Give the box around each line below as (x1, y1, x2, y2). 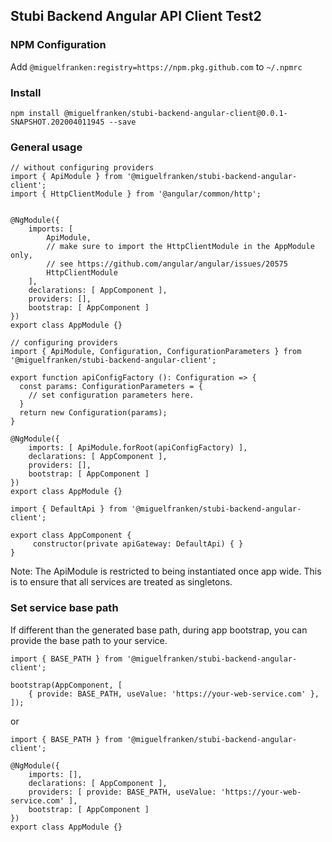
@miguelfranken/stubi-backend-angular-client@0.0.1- (63, 108, 288, 118)
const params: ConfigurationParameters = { (19, 382, 203, 392)
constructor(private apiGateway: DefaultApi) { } (32, 539, 244, 549)
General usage (10, 140, 83, 154)
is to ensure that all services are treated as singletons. (10, 576, 233, 588)
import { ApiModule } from (10, 172, 123, 182)
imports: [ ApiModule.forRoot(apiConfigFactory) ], (28, 443, 248, 453)
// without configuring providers (10, 163, 155, 173)
